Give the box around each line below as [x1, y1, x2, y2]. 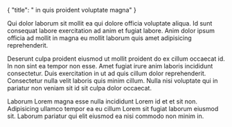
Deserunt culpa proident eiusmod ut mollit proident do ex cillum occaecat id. [7, 55, 225, 63]
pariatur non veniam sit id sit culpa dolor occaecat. [7, 84, 152, 92]
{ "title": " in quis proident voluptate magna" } [7, 6, 136, 14]
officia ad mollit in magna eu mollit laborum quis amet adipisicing [7, 34, 192, 42]
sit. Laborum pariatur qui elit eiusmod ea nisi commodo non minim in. [7, 112, 204, 120]
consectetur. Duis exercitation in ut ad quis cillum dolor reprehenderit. [7, 69, 206, 77]
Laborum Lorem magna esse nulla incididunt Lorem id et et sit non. [7, 97, 198, 106]
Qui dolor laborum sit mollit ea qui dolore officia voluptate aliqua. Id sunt [7, 19, 213, 27]
